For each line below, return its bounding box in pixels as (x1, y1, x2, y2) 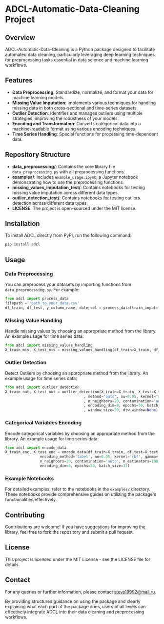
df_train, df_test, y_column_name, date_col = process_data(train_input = (5, 305, 159, 310)
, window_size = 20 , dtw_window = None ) (83, 407, 159, 413)
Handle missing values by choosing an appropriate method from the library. (5, 328, 157, 334)
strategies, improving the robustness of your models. (12, 115, 119, 121)
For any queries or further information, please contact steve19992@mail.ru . (5, 589, 156, 595)
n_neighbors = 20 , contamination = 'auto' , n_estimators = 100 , (40, 459, 161, 464)
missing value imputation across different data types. (12, 190, 119, 195)
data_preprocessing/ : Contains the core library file (12, 163, 116, 169)
